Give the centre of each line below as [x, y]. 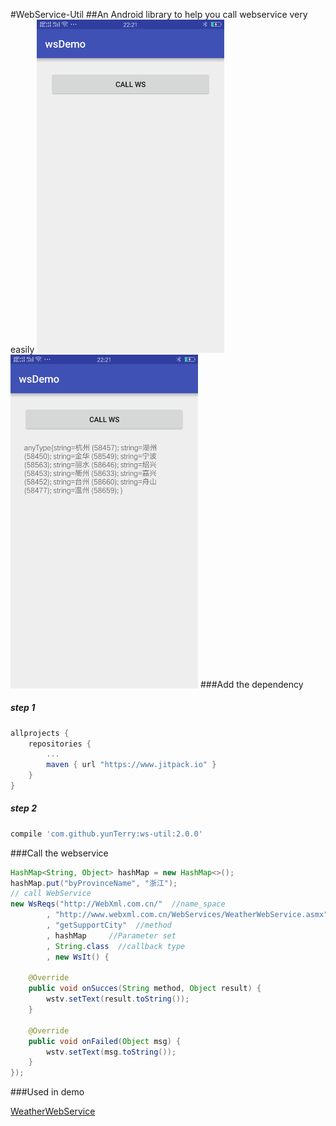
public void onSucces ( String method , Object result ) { [145, 989]
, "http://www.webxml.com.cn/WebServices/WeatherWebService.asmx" [187, 915]
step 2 [24, 808]
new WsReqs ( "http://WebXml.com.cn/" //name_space [118, 904]
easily [22, 350]
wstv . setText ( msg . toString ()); [111, 1052]
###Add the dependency [251, 685]
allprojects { [40, 733]
